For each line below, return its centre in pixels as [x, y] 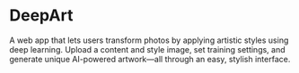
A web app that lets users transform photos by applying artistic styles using [149, 40]
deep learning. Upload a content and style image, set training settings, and [147, 49]
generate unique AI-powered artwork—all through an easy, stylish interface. [150, 59]
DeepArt [41, 16]
